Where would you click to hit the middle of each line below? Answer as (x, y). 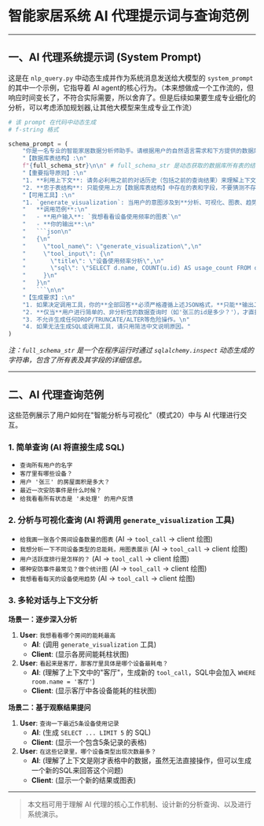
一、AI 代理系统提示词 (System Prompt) (105, 57)
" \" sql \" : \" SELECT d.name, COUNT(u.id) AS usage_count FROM (137, 269)
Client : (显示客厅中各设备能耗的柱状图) (94, 691)
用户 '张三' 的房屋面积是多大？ (65, 482)
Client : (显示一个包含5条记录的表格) (89, 742)
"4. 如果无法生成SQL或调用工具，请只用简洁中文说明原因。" (106, 327)
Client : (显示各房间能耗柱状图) (80, 654)
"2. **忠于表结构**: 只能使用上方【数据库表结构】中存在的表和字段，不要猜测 (134, 187)
